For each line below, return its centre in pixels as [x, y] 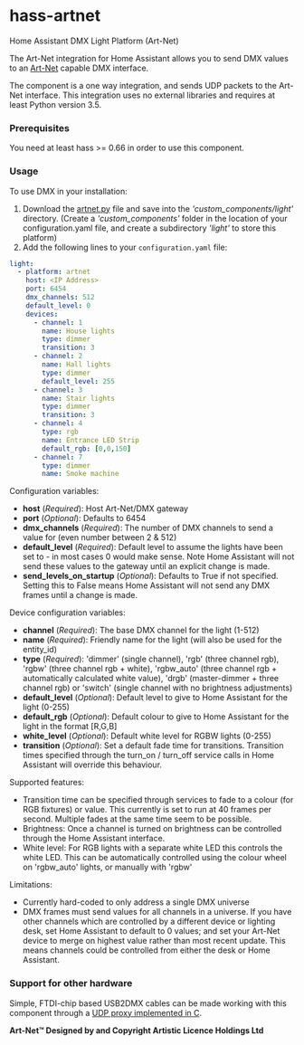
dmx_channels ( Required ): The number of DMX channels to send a [148, 528]
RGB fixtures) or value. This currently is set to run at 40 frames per [147, 810]
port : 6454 [46, 289]
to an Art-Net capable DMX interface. [79, 68]
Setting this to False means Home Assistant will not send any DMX [146, 585]
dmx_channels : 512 [60, 298]
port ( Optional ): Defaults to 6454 [84, 518]
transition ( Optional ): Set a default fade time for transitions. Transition [153, 746]
